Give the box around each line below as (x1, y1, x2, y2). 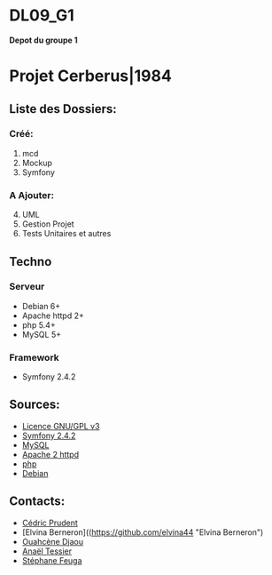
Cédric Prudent (21, 517, 78, 528)
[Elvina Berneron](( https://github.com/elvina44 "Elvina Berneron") (21, 526, 264, 538)
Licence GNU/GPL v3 (21, 420, 100, 431)
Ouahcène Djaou (21, 536, 84, 547)
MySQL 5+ (21, 329, 62, 339)
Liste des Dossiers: (9, 101, 117, 116)
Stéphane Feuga (21, 555, 82, 565)
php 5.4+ (21, 319, 56, 330)
